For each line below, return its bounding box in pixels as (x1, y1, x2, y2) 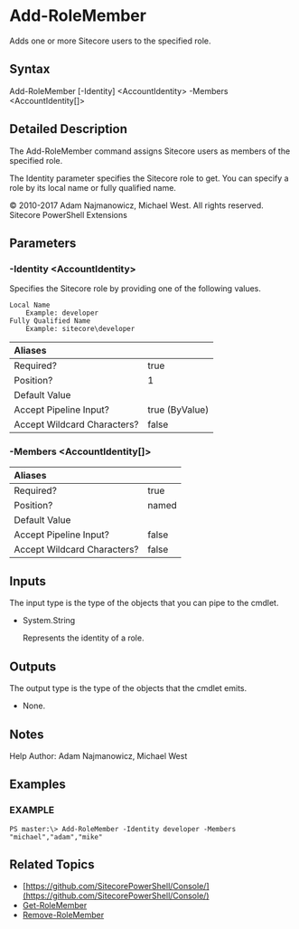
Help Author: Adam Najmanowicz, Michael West (9, 750, 188, 761)
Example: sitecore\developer (25, 325, 135, 334)
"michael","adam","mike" (9, 832, 103, 841)
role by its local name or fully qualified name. (9, 182, 176, 193)
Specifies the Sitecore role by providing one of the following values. (9, 283, 262, 294)
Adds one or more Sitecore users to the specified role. (9, 35, 211, 46)
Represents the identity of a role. (22, 632, 145, 643)
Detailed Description (9, 121, 128, 137)
